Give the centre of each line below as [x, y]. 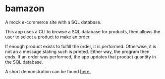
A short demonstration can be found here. [48, 71]
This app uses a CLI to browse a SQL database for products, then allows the [83, 31]
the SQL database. [24, 62]
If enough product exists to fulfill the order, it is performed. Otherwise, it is [81, 46]
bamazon [25, 9]
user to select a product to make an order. [48, 37]
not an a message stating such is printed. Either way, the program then [77, 52]
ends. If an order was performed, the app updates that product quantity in [81, 56]
